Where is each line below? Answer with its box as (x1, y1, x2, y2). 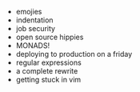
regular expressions (15, 58, 82, 67)
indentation (15, 15, 54, 25)
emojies (15, 7, 42, 16)
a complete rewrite (15, 66, 78, 75)
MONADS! (15, 41, 50, 50)
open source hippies (15, 32, 84, 42)
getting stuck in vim (15, 75, 82, 84)
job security (15, 24, 56, 33)
